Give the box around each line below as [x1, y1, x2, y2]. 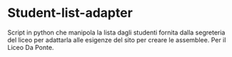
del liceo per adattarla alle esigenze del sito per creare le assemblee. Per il [7, 35, 226, 44]
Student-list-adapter [7, 5, 133, 21]
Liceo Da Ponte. [7, 43, 54, 51]
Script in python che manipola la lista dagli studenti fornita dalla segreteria [7, 28, 226, 37]
